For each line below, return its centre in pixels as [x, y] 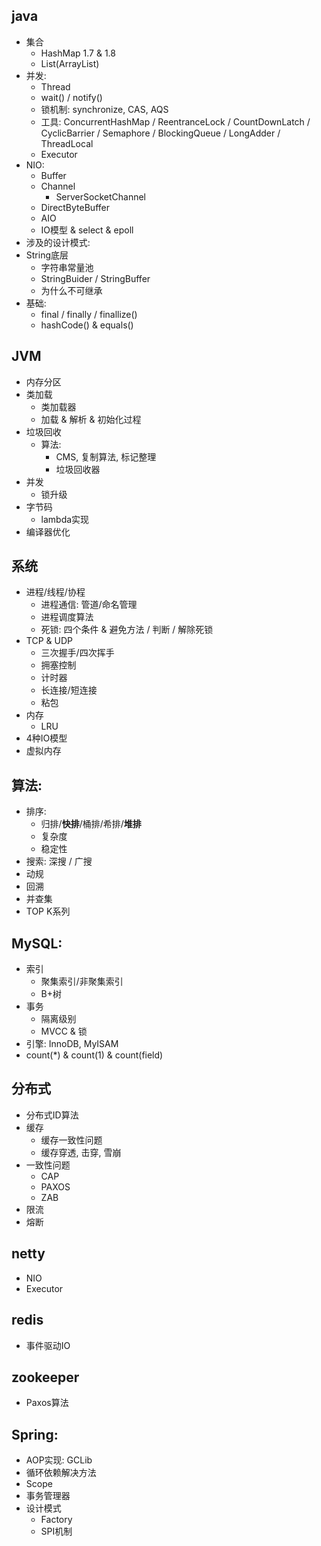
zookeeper [45, 1377]
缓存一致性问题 [71, 1140]
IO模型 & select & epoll [87, 230]
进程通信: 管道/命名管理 [89, 605]
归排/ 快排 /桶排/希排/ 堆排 [91, 824]
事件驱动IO [48, 1345]
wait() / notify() [71, 97]
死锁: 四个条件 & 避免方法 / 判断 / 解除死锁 [127, 630]
